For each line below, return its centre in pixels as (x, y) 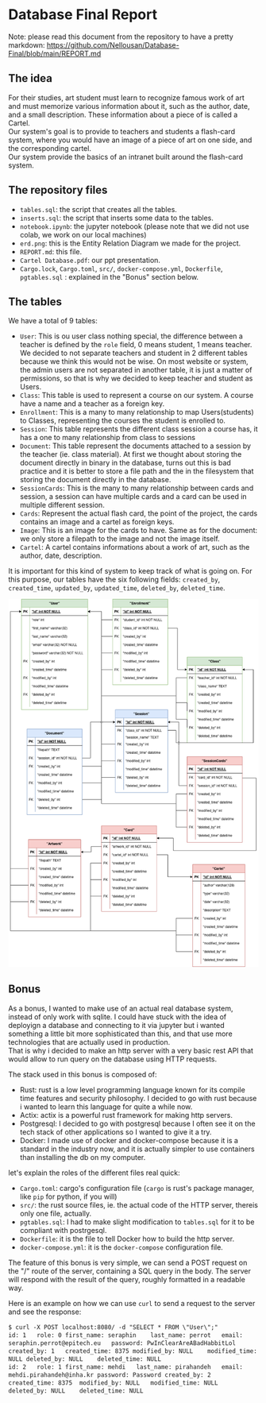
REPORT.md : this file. (50, 251)
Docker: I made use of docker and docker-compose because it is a (129, 1140)
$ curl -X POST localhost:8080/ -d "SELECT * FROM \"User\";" (113, 1327)
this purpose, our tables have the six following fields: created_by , (114, 580)
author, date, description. (61, 556)
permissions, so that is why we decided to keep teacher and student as (136, 378)
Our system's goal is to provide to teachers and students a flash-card (122, 131)
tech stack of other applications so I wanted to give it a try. (116, 1132)
